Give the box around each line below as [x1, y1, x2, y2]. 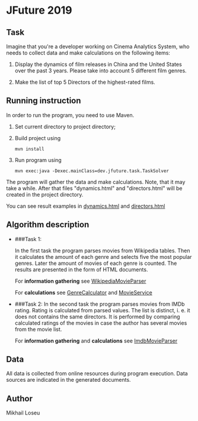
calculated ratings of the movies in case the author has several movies [14, 319, 187, 327]
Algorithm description [6, 220, 90, 230]
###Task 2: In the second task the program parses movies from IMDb [14, 300, 185, 308]
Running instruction [6, 96, 81, 106]
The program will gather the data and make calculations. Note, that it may [6, 178, 186, 185]
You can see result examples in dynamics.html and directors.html [6, 202, 165, 210]
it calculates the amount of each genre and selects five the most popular [14, 253, 192, 260]
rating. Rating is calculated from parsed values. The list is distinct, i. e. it [14, 306, 191, 314]
